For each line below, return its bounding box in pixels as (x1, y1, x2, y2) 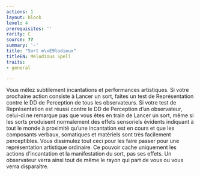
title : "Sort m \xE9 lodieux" (6, 48, 77, 54)
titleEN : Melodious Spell (6, 53, 71, 59)
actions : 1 (6, 8, 34, 15)
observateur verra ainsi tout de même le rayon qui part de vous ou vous (6, 157, 184, 164)
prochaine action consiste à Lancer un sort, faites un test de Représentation (6, 93, 194, 100)
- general (6, 64, 31, 71)
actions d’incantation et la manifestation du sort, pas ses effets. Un (6, 150, 172, 157)
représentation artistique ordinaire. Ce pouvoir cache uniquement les (6, 144, 177, 151)
